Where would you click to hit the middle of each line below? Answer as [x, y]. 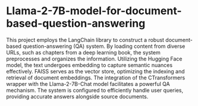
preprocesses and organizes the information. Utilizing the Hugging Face [94, 59]
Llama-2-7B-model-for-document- [94, 11]
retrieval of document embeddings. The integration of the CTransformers [96, 78]
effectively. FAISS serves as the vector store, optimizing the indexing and [96, 71]
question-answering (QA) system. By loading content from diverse [104, 46]
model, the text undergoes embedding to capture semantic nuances [89, 65]
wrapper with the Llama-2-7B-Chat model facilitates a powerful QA [88, 83]
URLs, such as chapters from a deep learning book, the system [83, 52]
